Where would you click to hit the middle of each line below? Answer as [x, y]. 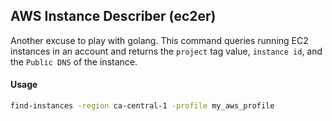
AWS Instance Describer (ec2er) [113, 16]
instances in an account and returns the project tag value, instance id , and [166, 51]
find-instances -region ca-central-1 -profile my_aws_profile [142, 106]
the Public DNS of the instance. [74, 61]
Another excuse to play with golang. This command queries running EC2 [159, 40]
